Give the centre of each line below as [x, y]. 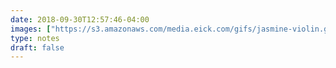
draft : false [37, 47]
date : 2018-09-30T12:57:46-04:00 [80, 19]
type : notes [35, 38]
